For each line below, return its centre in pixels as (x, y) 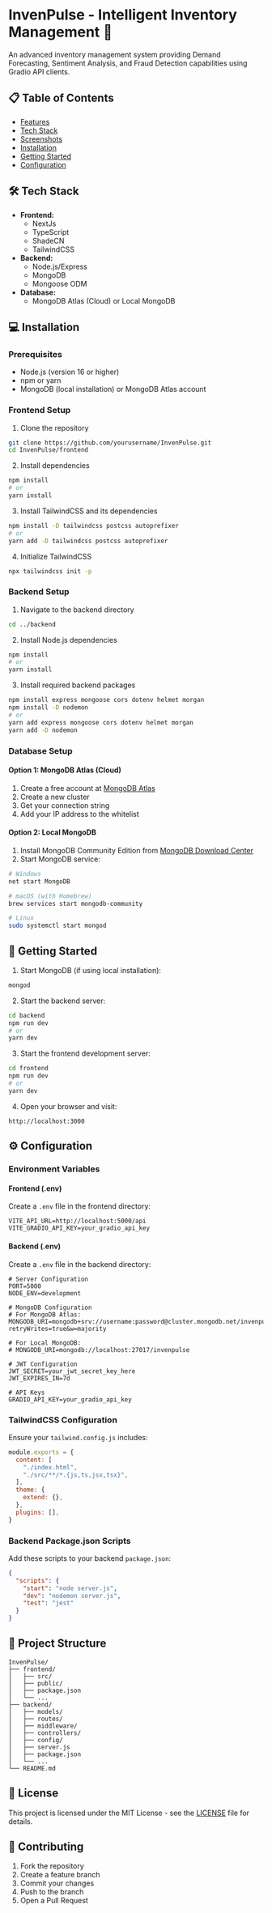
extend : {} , (43, 1498)
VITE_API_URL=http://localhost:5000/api (78, 1221)
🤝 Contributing (46, 1847)
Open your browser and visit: (68, 1106)
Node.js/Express (59, 266)
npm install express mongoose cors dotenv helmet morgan (106, 700)
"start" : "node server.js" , (70, 1588)
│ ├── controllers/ (45, 1733)
